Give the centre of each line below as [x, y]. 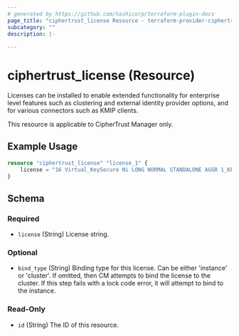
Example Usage [43, 147]
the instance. [37, 291]
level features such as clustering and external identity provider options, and [118, 103]
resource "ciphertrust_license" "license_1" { [78, 163]
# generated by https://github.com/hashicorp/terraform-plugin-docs [111, 14]
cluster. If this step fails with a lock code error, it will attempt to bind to [121, 283]
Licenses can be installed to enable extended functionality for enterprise [114, 95]
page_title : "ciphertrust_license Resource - [76, 21]
